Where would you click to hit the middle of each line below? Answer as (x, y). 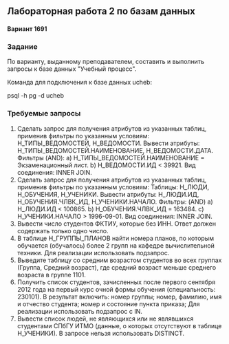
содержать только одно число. (63, 230)
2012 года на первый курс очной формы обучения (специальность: (116, 289)
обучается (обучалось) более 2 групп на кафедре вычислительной (116, 245)
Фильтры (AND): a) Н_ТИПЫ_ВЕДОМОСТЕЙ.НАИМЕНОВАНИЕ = (111, 158)
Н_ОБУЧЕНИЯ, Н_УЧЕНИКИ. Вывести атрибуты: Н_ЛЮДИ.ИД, (108, 194)
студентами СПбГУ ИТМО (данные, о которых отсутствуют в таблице (119, 325)
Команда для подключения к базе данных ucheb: (80, 83)
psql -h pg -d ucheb (35, 96)
